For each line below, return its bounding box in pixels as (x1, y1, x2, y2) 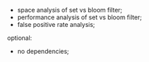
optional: (7, 34, 33, 42)
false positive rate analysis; (17, 21, 96, 28)
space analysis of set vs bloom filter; (17, 6, 123, 14)
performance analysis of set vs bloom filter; (17, 13, 142, 21)
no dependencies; (17, 48, 69, 55)
